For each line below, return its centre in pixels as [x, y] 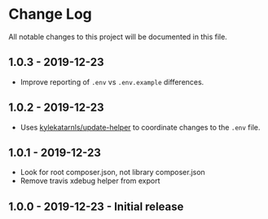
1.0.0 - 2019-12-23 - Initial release [96, 206]
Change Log [50, 14]
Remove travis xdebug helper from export [90, 181]
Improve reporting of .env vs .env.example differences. [112, 81]
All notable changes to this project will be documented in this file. [118, 37]
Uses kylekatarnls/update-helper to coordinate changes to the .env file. [140, 127]
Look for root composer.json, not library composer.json [112, 173]
